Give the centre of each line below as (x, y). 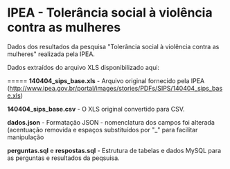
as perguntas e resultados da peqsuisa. (63, 158)
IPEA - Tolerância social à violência (110, 13)
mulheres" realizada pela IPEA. (51, 54)
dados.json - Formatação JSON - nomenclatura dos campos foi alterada (111, 122)
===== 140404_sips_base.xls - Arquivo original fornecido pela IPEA (106, 80)
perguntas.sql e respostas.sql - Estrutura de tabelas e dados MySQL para (114, 150)
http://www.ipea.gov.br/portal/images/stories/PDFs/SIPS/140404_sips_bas (116, 88)
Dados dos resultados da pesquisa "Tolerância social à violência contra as (113, 46)
